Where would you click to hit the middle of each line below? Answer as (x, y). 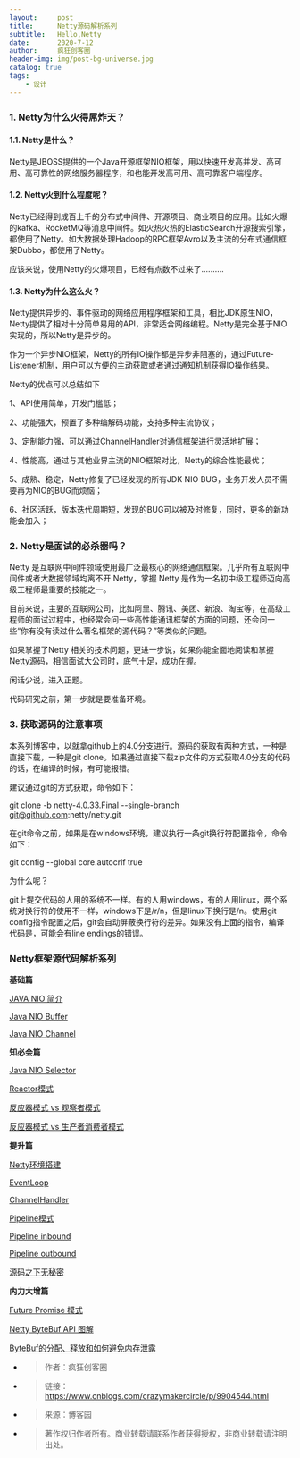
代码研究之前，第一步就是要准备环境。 (79, 699)
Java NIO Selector (42, 1071)
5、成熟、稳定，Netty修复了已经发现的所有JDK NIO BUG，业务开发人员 (141, 479)
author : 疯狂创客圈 (50, 51)
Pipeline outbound (43, 1254)
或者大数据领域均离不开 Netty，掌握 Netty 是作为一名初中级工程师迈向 (154, 579)
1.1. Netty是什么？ (42, 140)
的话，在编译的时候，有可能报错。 (72, 768)
